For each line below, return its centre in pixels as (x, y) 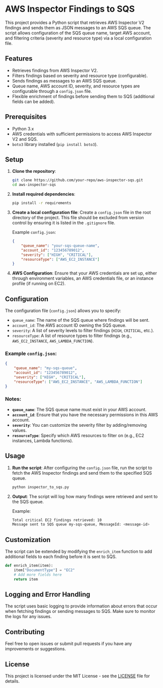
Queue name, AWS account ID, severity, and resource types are (76, 86)
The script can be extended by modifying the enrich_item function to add (79, 552)
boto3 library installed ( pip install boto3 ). (55, 144)
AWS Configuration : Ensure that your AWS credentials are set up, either (84, 273)
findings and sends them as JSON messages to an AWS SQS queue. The (78, 27)
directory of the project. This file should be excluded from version (78, 218)
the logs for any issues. (28, 617)
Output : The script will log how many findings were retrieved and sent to (85, 496)
